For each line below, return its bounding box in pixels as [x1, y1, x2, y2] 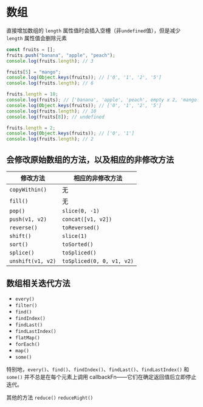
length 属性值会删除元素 [6, 34, 67, 41]
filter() [15, 302, 38, 308]
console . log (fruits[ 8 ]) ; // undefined [6, 114, 105, 120]
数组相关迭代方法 [6, 278, 71, 289]
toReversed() [61, 224, 100, 231]
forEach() [15, 341, 41, 347]
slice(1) [61, 232, 88, 239]
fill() [9, 198, 29, 204]
